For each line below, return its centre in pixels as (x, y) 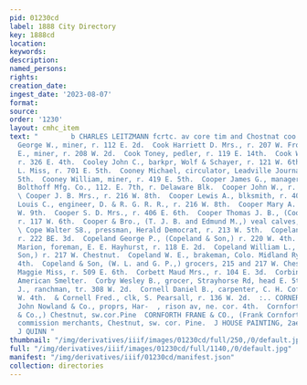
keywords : (28, 52)
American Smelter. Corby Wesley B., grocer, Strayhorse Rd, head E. (153, 281)
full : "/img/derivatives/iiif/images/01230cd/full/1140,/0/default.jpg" (151, 349)
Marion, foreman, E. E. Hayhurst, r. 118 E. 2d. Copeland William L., (157, 247)
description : (34, 60)
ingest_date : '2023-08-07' (61, 94)
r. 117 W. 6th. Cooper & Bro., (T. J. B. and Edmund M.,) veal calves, (159, 221)
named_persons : (38, 69)
